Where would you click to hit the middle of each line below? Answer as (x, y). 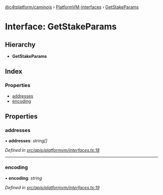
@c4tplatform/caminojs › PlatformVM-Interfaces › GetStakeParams (72, 7)
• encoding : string (24, 178)
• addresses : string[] (26, 141)
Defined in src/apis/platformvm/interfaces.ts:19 (52, 187)
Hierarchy (20, 44)
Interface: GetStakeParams (61, 27)
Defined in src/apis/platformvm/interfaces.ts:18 (52, 150)
